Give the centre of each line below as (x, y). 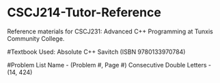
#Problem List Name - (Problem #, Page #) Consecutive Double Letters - (109, 65)
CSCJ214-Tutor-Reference (84, 13)
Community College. (36, 38)
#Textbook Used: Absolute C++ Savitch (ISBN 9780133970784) (96, 52)
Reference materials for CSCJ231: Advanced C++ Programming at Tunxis (110, 31)
